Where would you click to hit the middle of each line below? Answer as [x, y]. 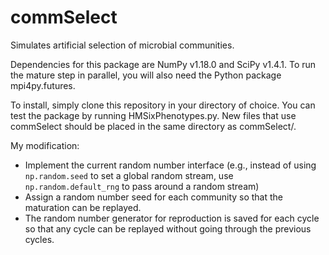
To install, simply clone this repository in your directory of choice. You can [163, 105]
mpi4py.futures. [43, 85]
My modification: [45, 145]
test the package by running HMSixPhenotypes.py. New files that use [153, 115]
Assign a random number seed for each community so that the [154, 197]
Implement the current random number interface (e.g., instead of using [170, 165]
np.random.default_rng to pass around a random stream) [142, 186]
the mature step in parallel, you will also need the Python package [146, 75]
